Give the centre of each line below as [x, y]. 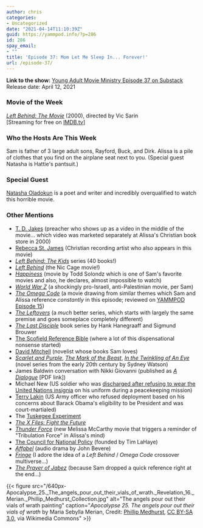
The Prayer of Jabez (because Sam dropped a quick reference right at [103, 467]
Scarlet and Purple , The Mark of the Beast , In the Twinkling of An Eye [102, 358]
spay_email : [21, 46]
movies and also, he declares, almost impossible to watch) [88, 280]
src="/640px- [49, 486]
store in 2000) [33, 241]
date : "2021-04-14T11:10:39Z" [45, 29]
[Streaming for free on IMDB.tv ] [46, 122]
